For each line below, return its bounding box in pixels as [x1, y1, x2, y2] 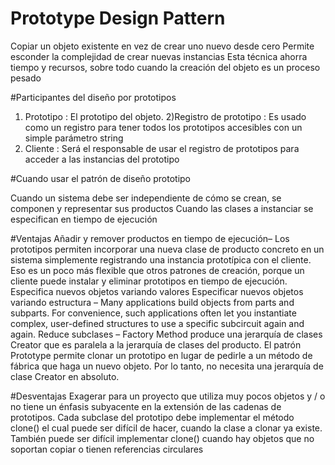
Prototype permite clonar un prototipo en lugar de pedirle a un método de [10, 349, 313, 361]
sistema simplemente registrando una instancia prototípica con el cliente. [10, 253, 312, 266]
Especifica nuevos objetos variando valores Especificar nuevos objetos [10, 285, 304, 297]
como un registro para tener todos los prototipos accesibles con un [24, 121, 303, 133]
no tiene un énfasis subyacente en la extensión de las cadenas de [10, 400, 282, 412]
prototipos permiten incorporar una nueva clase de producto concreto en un [10, 243, 325, 255]
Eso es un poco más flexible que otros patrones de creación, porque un [10, 264, 305, 276]
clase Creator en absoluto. [10, 370, 120, 382]
